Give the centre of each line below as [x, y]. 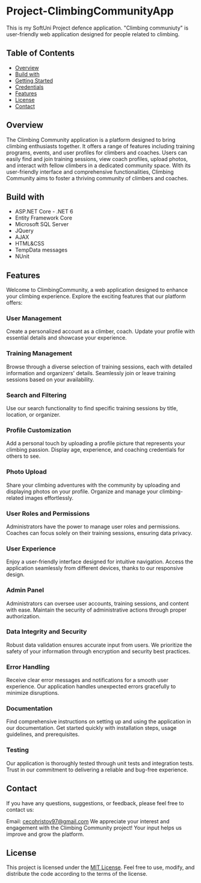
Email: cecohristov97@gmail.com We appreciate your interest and [88, 821]
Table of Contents [41, 53]
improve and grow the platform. [45, 834]
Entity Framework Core [43, 218]
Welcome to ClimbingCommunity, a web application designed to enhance [97, 290]
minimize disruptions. [33, 693]
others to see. [23, 456]
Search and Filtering [36, 395]
